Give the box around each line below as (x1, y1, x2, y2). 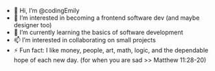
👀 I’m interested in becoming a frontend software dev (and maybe (13, 14, 200, 22)
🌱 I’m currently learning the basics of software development (13, 28, 183, 36)
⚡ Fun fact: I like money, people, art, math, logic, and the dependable (13, 46, 209, 54)
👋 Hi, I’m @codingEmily (13, 7, 80, 14)
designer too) (13, 21, 52, 29)
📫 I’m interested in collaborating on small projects (13, 36, 156, 44)
